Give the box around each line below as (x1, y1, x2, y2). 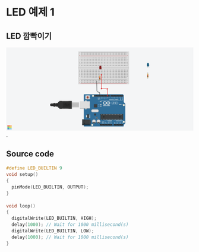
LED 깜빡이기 (6, 31, 52, 41)
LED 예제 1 (6, 5, 55, 19)
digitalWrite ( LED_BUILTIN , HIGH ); (11, 215, 97, 222)
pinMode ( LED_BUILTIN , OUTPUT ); (11, 184, 89, 190)
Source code (6, 149, 55, 159)
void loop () (6, 203, 36, 209)
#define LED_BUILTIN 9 (6, 165, 62, 171)
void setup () (6, 172, 39, 178)
